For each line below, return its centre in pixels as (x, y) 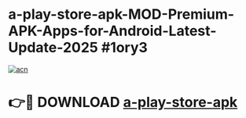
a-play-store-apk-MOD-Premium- (121, 14)
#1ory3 (124, 48)
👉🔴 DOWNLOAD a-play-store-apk (123, 102)
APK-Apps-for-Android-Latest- (112, 31)
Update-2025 (53, 48)
